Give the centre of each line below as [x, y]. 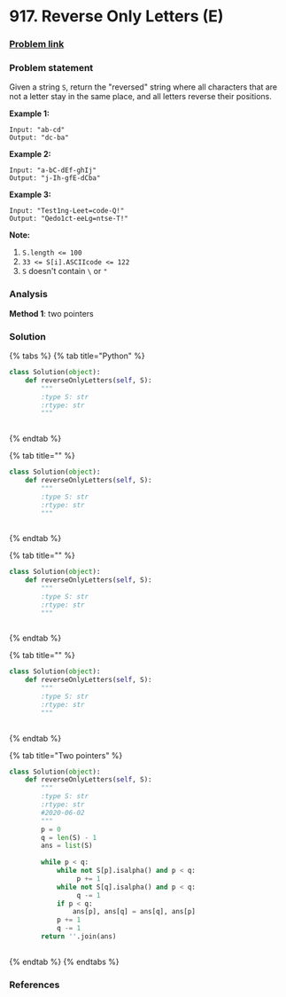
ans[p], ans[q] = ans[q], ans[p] [134, 912]
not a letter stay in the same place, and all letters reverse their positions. [140, 97]
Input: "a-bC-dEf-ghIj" [53, 170]
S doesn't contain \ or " [65, 271]
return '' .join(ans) [79, 937]
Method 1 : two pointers [52, 313]
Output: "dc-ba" [39, 138]
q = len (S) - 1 [69, 837]
